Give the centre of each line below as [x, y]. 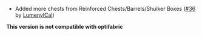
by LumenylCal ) [35, 15]
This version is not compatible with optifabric [65, 27]
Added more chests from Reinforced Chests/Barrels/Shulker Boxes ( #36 [105, 9]
